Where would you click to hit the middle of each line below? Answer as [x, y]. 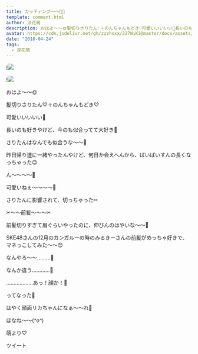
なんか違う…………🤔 [30, 270]
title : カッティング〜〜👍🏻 [35, 12]
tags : [13, 45]
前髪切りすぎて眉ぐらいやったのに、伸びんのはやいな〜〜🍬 [77, 225]
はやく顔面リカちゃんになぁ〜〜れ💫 [49, 307]
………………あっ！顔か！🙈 [37, 282]
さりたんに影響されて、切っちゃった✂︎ [52, 200]
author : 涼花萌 [23, 22]
